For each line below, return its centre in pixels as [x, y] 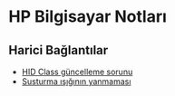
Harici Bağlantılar [58, 50]
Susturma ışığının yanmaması [76, 82]
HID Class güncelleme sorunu [77, 72]
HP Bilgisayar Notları [87, 17]
